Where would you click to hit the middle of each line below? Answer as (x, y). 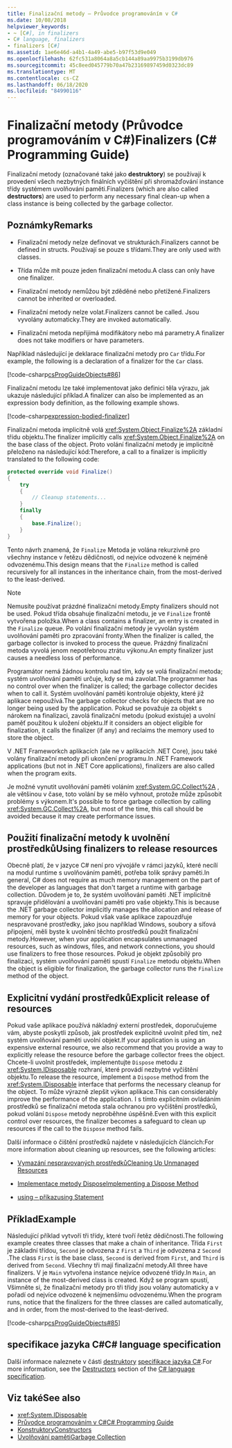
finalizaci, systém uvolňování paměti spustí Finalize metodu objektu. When (114, 961)
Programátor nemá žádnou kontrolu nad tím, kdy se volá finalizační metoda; (115, 671)
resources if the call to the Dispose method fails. (75, 1129)
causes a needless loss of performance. (64, 657)
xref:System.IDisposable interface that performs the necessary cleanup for (114, 1084)
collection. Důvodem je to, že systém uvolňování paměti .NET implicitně (109, 895)
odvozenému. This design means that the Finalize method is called (103, 564)
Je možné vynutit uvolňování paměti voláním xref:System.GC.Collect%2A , (113, 786)
